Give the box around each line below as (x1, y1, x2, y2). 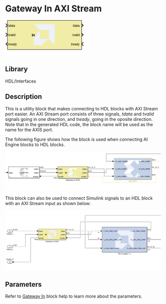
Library (5, 65, 28, 73)
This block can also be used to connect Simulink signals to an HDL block (5, 195, 153, 201)
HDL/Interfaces (5, 78, 36, 84)
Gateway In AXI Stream (5, 3, 102, 14)
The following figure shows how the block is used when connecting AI (5, 136, 148, 142)
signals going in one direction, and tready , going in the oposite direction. (5, 116, 153, 122)
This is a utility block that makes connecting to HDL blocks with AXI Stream (5, 105, 158, 111)
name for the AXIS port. (5, 127, 53, 133)
